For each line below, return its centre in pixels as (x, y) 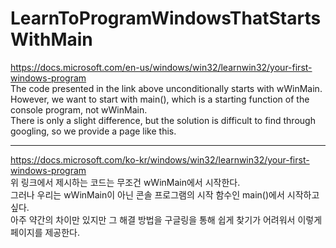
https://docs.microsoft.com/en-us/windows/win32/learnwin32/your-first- (161, 67)
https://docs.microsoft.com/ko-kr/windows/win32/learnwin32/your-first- (160, 159)
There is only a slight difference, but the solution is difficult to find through (163, 120)
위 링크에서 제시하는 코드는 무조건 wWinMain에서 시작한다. (125, 182)
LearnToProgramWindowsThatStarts (166, 18)
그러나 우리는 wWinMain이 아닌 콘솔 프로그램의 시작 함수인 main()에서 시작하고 (165, 194)
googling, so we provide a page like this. (93, 131)
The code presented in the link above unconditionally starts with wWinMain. (166, 88)
